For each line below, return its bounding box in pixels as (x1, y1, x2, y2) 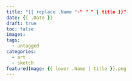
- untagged (12, 43, 40, 49)
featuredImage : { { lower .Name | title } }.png (6, 65, 127, 72)
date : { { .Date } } (6, 15, 53, 21)
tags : (6, 37, 20, 43)
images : (6, 32, 26, 38)
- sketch (12, 60, 34, 66)
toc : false (6, 26, 34, 32)
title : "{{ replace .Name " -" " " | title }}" (6, 9, 127, 15)
